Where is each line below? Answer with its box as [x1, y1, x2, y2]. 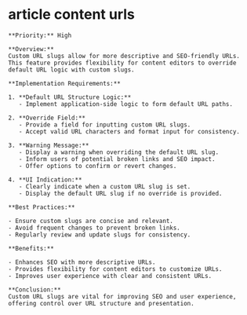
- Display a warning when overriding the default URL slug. [18, 148, 220, 156]
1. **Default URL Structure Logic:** [8, 93, 132, 101]
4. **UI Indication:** [8, 175, 82, 184]
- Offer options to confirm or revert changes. [18, 162, 177, 170]
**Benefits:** [8, 244, 55, 252]
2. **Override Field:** [8, 114, 86, 122]
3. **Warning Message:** [8, 141, 89, 149]
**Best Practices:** [8, 203, 76, 211]
